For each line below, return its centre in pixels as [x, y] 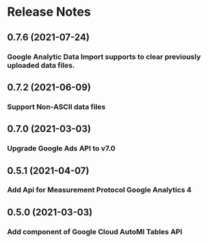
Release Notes [49, 12]
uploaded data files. [41, 65]
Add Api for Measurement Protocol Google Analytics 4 [99, 190]
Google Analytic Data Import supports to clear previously [104, 57]
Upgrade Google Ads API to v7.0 [61, 149]
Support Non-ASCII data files [56, 107]
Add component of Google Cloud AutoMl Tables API [95, 231]
